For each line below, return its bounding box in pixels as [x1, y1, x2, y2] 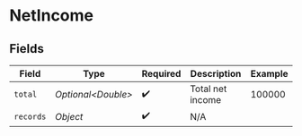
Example [250, 68, 289, 80]
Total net [190, 82, 227, 95]
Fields [9, 41, 45, 56]
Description [190, 68, 242, 80]
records [13, 111, 47, 122]
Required [141, 68, 182, 80]
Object [55, 110, 84, 123]
